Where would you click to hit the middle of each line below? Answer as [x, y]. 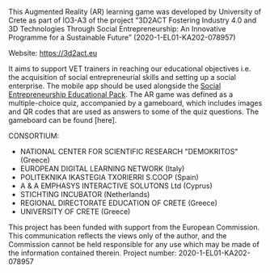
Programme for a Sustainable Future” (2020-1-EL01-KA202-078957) [122, 37]
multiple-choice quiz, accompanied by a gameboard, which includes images [135, 103]
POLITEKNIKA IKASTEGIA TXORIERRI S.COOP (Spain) [110, 177]
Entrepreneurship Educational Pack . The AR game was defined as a [121, 94]
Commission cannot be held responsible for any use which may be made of [134, 244]
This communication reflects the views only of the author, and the [118, 236]
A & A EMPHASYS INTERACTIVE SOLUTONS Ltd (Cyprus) [116, 186]
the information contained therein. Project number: [93, 253]
